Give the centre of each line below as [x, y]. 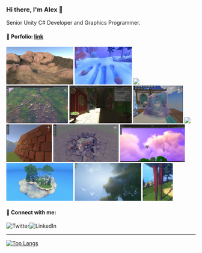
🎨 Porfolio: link [25, 36]
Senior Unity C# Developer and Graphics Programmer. [73, 23]
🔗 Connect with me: [31, 213]
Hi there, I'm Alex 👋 [35, 10]
